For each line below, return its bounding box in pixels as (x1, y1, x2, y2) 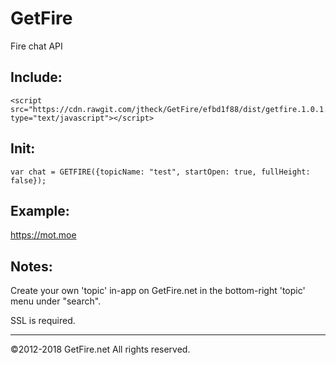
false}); (10, 175, 47, 186)
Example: (10, 202, 70, 219)
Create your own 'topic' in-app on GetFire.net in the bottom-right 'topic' (10, 285, 306, 297)
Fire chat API (10, 40, 63, 52)
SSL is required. (10, 315, 76, 327)
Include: (10, 69, 63, 86)
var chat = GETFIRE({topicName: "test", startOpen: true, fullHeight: (10, 167, 311, 177)
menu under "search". (10, 295, 102, 307)
